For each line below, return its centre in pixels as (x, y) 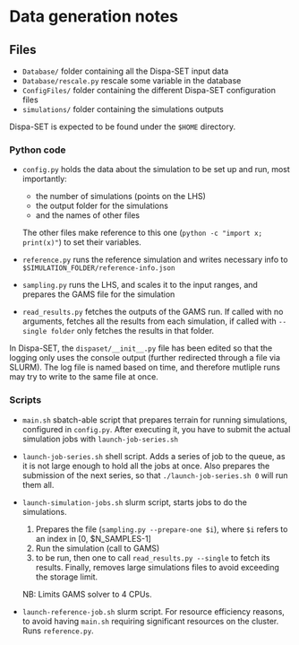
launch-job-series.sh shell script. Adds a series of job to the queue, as (154, 456)
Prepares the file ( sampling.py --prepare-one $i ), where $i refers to (162, 529)
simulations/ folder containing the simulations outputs (123, 109)
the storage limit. (67, 577)
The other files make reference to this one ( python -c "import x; (142, 233)
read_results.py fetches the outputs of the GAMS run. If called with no (153, 312)
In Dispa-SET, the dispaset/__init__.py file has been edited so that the (141, 348)
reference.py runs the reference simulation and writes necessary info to (155, 260)
